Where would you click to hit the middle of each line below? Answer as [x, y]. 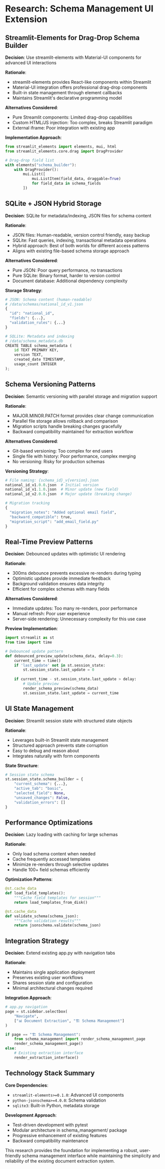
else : [11, 1048]
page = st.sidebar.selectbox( [37, 1011]
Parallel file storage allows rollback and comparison [65, 421]
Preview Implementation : [32, 629]
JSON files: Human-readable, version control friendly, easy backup [81, 235]
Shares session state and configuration [52, 983]
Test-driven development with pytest [50, 1125]
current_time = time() [38, 661]
